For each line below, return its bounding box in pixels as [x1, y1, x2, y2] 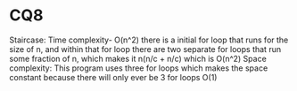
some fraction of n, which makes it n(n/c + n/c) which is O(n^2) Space [9, 53, 268, 64]
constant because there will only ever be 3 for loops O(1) [9, 72, 218, 82]
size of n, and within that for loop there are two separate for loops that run [9, 43, 282, 54]
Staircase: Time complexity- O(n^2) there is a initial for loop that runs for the [9, 34, 289, 45]
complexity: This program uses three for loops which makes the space [9, 63, 268, 73]
